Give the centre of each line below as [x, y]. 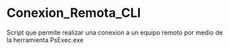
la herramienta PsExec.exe [45, 39]
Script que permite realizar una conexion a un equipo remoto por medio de [115, 32]
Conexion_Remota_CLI [74, 13]
